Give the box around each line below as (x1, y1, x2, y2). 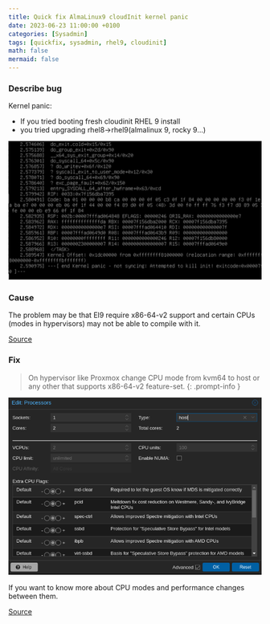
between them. (8, 591, 59, 601)
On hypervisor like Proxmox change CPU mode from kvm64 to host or (27, 373, 260, 382)
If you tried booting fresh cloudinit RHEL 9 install (19, 116, 181, 126)
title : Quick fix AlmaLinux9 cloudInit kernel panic (8, 13, 189, 21)
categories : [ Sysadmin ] (8, 30, 88, 38)
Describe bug (8, 83, 63, 94)
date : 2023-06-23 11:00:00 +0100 (8, 21, 121, 30)
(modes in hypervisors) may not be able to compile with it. (8, 319, 201, 328)
